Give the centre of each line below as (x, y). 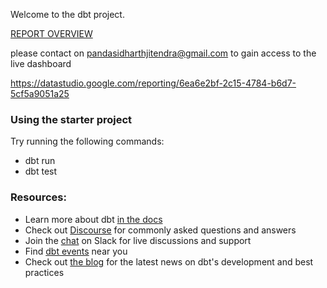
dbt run (40, 161)
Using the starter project (71, 119)
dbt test (41, 171)
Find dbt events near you (76, 251)
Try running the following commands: (87, 141)
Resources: (38, 197)
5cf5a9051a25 (40, 93)
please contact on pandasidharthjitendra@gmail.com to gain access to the (163, 53)
